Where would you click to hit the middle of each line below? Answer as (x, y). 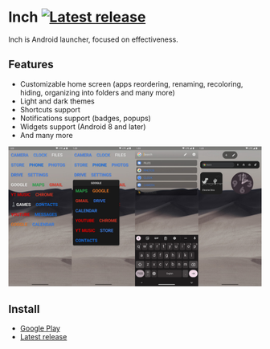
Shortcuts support (50, 109)
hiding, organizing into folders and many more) (97, 92)
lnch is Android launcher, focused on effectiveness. (93, 39)
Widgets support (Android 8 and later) (83, 126)
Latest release (43, 337)
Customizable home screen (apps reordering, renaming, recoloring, (131, 83)
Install (24, 309)
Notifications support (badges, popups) (85, 118)
